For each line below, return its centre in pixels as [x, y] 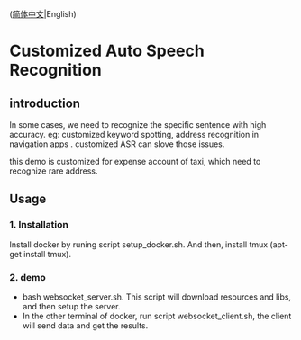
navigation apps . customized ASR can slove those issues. [117, 144]
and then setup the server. [71, 306]
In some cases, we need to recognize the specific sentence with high [138, 125]
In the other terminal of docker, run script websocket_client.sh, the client [157, 316]
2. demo [28, 277]
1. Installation [39, 225]
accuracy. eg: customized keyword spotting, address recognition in [134, 134]
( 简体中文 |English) [43, 14]
